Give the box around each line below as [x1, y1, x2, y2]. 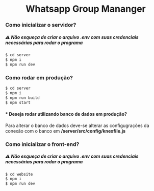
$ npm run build [5, 95, 40, 100]
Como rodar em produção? [5, 74, 73, 81]
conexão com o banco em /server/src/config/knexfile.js [5, 128, 126, 134]
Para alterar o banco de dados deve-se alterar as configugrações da [5, 122, 149, 129]
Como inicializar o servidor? [5, 22, 76, 29]
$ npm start [5, 100, 31, 105]
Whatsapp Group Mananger [25, 3, 146, 15]
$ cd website [5, 172, 33, 177]
